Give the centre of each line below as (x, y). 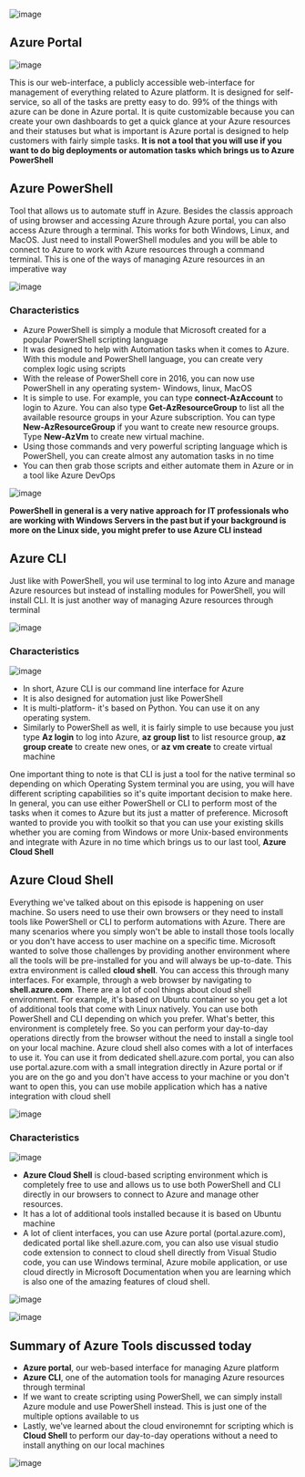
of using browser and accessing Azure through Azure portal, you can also (148, 220)
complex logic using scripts (74, 369)
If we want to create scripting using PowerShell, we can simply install (152, 1397)
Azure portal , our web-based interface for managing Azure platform (151, 1368)
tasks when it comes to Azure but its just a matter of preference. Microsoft (149, 813)
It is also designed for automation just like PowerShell (122, 699)
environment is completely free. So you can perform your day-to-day (139, 1028)
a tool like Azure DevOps (69, 475)
